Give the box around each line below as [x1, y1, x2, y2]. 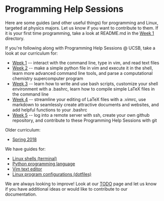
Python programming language [12, 161, 75, 167]
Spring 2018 [12, 136, 37, 142]
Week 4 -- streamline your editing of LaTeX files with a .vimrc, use [12, 96, 146, 102]
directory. [5, 35, 25, 41]
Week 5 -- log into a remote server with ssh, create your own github [12, 112, 150, 118]
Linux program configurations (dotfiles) [12, 171, 92, 177]
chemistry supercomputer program [12, 75, 83, 81]
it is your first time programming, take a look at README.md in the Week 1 [5, 30, 154, 36]
